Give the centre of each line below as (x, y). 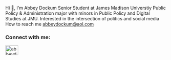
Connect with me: (28, 37)
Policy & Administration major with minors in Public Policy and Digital (78, 13)
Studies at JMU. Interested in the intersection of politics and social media (82, 19)
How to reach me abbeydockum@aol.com (50, 24)
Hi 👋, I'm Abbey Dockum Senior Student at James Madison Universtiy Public (86, 8)
